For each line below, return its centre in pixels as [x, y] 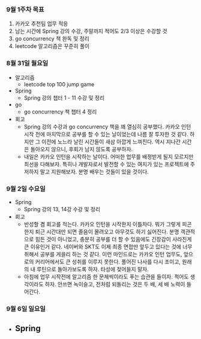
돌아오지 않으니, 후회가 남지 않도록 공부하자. [82, 149]
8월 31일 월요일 [27, 63]
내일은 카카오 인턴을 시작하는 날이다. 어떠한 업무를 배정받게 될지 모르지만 [109, 157]
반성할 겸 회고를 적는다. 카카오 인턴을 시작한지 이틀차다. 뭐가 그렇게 [102, 224]
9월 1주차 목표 [25, 9]
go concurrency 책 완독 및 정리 [52, 39]
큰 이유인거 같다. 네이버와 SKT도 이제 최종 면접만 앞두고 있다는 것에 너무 [108, 247]
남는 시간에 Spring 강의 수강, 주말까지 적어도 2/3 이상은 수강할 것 [91, 31]
